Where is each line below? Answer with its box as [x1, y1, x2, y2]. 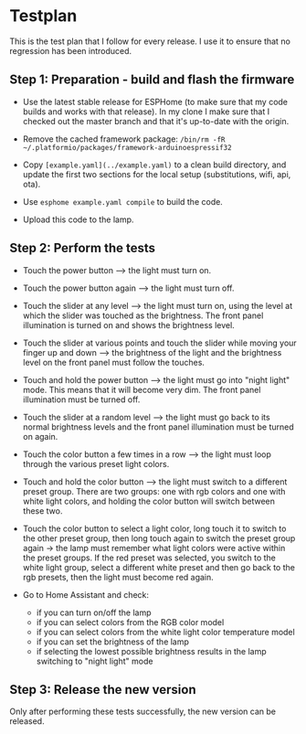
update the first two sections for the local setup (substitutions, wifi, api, [22, 168, 291, 179]
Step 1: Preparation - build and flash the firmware [9, 72, 295, 88]
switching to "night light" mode [36, 655, 153, 666]
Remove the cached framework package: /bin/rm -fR [22, 133, 226, 144]
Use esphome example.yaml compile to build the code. [22, 196, 224, 207]
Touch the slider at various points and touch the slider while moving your [22, 337, 297, 348]
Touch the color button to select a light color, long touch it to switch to [22, 523, 287, 534]
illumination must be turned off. [22, 394, 141, 405]
